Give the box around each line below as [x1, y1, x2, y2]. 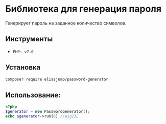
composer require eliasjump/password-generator [5, 77, 109, 82]
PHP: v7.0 [12, 49, 34, 54]
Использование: [5, 90, 61, 100]
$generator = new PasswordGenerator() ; [5, 109, 90, 114]
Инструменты [5, 35, 53, 43]
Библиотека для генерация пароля [5, 3, 162, 15]
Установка [5, 63, 41, 72]
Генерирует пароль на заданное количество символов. [5, 20, 127, 26]
